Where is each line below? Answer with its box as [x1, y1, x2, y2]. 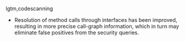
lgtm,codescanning [5, 5, 53, 12]
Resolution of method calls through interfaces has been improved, [14, 17, 178, 23]
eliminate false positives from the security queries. [14, 29, 139, 36]
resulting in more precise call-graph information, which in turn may [14, 23, 180, 30]
